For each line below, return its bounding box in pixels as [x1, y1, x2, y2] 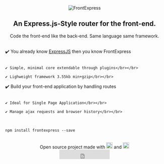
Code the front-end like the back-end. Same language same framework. [10, 33, 159, 39]
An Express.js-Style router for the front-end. [13, 20, 156, 28]
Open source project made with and [40, 144, 122, 150]
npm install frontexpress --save [5, 128, 75, 133]
